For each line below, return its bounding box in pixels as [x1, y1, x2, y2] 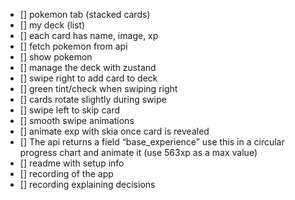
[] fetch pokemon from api [19, 40, 128, 52]
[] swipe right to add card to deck [19, 72, 158, 84]
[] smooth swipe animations [19, 115, 135, 126]
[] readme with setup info [19, 157, 125, 169]
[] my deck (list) [19, 19, 86, 31]
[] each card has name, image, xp [19, 30, 159, 41]
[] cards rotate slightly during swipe [19, 94, 167, 105]
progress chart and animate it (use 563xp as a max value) [19, 147, 258, 158]
